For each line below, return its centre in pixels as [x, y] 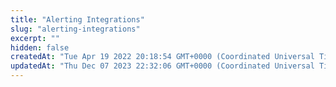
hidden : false [40, 47]
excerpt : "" [35, 38]
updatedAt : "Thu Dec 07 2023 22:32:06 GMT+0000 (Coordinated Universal [162, 66]
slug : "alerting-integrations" [75, 29]
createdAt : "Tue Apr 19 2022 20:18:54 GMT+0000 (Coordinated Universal [162, 57]
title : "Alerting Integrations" [77, 19]
